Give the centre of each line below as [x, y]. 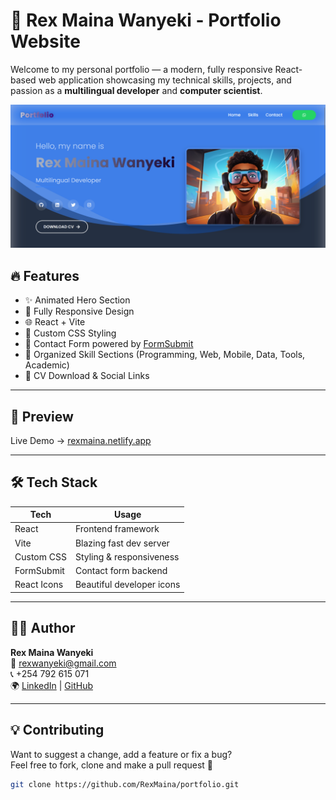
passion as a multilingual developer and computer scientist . [136, 90]
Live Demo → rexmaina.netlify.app [81, 440]
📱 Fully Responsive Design [79, 311]
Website [45, 41]
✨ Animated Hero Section [77, 300]
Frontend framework [117, 529]
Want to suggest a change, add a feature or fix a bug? [121, 754]
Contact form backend [121, 571]
